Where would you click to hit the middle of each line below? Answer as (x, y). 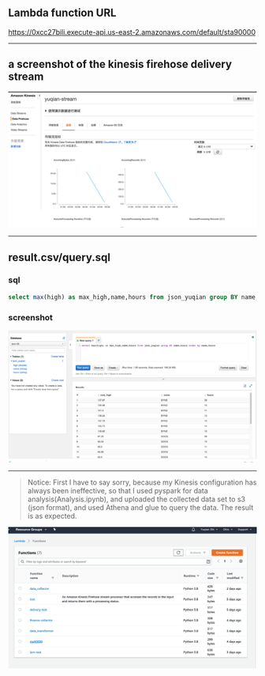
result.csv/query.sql (59, 257)
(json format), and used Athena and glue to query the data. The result (140, 508)
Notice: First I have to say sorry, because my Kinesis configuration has (142, 482)
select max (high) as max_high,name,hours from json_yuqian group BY (123, 297)
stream (26, 77)
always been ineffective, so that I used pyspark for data (118, 491)
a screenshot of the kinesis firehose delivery (120, 64)
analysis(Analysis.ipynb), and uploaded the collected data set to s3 (136, 499)
